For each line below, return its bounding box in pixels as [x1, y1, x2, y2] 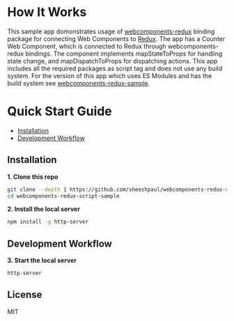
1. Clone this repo [7, 172, 58, 181]
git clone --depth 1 [7, 186, 68, 193]
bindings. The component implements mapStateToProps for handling [25, 49, 223, 58]
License [7, 289, 42, 301]
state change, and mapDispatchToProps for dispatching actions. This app [7, 56, 218, 65]
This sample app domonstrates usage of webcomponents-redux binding [7, 27, 215, 36]
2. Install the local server [7, 205, 80, 213]
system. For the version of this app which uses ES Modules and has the [7, 71, 212, 80]
